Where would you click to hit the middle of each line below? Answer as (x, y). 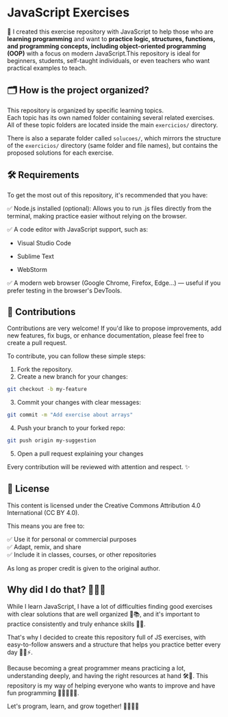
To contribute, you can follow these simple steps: (76, 356)
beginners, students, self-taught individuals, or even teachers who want (109, 60)
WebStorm (32, 269)
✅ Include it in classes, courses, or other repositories (82, 554)
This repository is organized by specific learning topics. (86, 110)
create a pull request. (37, 343)
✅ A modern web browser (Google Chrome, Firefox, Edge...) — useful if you (114, 283)
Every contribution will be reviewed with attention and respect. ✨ (99, 467)
